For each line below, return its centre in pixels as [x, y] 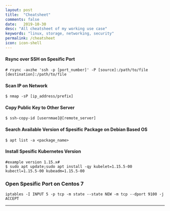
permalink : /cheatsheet [30, 39]
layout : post [19, 10]
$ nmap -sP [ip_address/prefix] [39, 96]
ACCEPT [12, 199]
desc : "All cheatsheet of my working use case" [56, 29]
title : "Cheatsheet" [28, 15]
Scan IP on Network [27, 85]
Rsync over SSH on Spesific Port [40, 59]
